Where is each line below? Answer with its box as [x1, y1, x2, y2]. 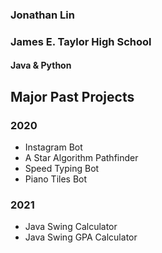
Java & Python [10, 59, 72, 72]
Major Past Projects [10, 88, 135, 105]
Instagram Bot [24, 141, 83, 153]
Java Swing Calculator [24, 221, 118, 233]
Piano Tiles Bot [24, 173, 88, 185]
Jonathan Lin [10, 8, 75, 22]
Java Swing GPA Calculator [24, 231, 138, 243]
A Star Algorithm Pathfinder [24, 152, 139, 164]
